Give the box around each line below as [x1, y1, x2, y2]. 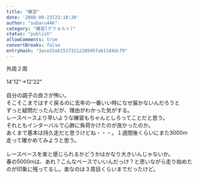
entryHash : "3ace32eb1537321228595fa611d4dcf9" [6, 48, 128, 54]
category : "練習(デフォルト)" [6, 25, 76, 32]
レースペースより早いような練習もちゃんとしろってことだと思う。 [6, 114, 169, 121]
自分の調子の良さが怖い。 [6, 91, 70, 99]
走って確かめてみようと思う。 [6, 136, 80, 144]
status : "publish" [6, 31, 52, 37]
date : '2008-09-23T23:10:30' [6, 14, 79, 20]
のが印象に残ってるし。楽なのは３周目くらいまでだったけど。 [6, 165, 159, 173]
